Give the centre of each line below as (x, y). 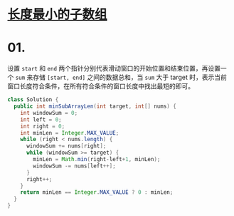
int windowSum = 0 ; (49, 113)
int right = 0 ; (43, 126)
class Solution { (33, 100)
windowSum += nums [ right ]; (66, 146)
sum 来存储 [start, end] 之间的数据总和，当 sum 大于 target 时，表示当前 (121, 77)
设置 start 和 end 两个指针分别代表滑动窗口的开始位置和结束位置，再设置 (114, 68)
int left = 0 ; (41, 119)
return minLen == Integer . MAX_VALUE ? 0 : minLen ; (97, 192)
